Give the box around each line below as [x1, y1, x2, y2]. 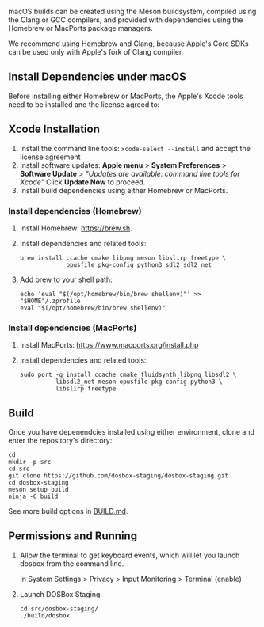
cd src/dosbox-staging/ [19, 605, 99, 613]
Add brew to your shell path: [19, 275, 113, 284]
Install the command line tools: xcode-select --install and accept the [19, 143, 251, 153]
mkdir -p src [8, 458, 52, 466]
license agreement [19, 152, 81, 161]
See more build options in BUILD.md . [8, 507, 128, 516]
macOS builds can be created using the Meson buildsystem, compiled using [8, 7, 257, 16]
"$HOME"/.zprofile [19, 297, 81, 305]
